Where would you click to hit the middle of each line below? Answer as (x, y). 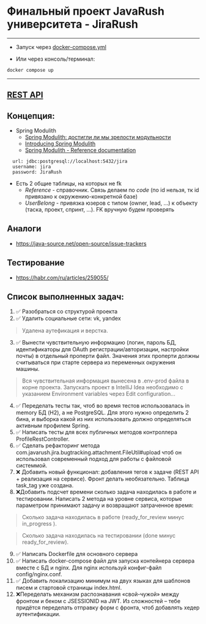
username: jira (32, 167)
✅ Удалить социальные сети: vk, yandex (68, 318)
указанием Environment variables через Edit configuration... (99, 394)
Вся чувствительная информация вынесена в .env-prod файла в (105, 381)
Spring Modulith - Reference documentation (80, 150)
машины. (28, 369)
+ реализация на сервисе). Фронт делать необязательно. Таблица (102, 479)
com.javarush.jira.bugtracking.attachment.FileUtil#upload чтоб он (99, 452)
